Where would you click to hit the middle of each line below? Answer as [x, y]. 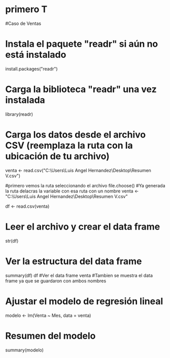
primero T [26, 9]
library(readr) [19, 114]
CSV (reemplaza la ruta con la [69, 145]
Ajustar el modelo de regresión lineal [84, 301]
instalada [25, 100]
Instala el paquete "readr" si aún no [82, 44]
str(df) [12, 241]
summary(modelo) [25, 350]
